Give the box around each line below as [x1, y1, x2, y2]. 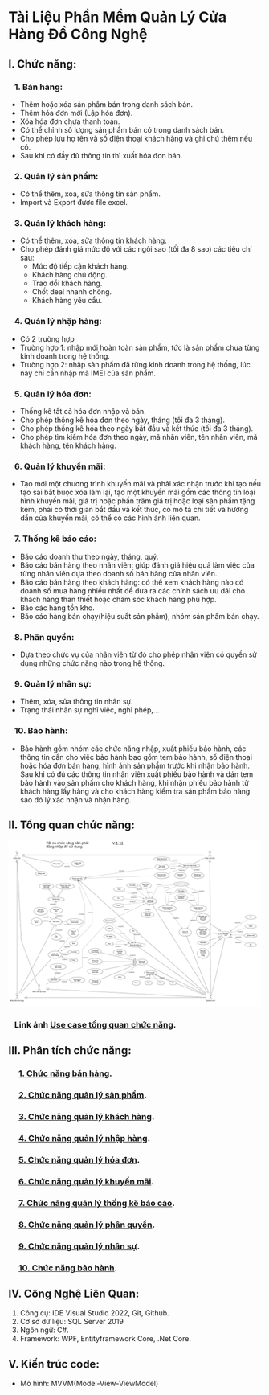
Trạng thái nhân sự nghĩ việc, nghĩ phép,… [19, 705, 160, 715]
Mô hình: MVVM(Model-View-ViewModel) [19, 1379, 159, 1389]
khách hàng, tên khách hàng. [19, 441, 116, 450]
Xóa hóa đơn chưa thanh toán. [19, 117, 120, 126]
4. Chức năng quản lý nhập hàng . [18, 1133, 151, 1144]
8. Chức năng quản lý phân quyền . [18, 1219, 155, 1230]
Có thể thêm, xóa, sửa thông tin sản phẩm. [19, 189, 161, 199]
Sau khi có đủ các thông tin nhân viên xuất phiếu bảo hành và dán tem [19, 769, 254, 779]
